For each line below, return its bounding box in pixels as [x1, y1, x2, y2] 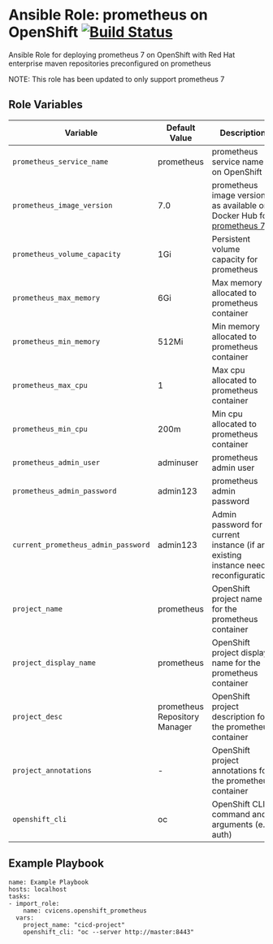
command [211, 808, 250, 820]
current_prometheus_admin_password [12, 540, 150, 550]
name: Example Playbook [8, 878, 89, 886]
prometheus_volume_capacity [12, 250, 121, 259]
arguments [211, 819, 253, 830]
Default [166, 122, 196, 133]
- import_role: [8, 899, 60, 907]
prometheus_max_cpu [12, 381, 88, 389]
